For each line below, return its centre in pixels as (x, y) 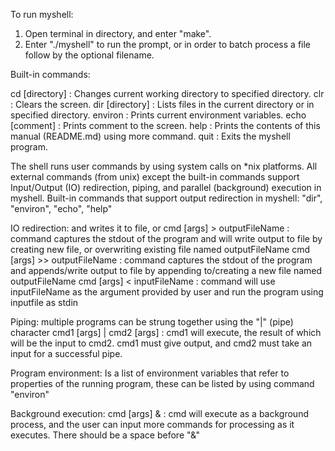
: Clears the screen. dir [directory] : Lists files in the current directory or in (162, 104)
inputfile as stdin (44, 302)
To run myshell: (42, 14)
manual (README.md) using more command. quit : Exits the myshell (150, 136)
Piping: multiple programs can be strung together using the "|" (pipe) (152, 322)
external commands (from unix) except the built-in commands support (155, 177)
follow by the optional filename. (89, 55)
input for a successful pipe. (66, 353)
